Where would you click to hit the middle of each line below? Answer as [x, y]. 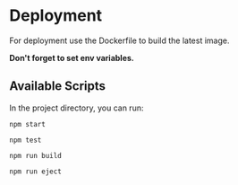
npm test [25, 140]
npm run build [36, 155]
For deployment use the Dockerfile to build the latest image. [119, 40]
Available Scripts [57, 86]
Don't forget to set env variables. [72, 57]
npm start [28, 124]
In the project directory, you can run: [76, 108]
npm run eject [36, 172]
